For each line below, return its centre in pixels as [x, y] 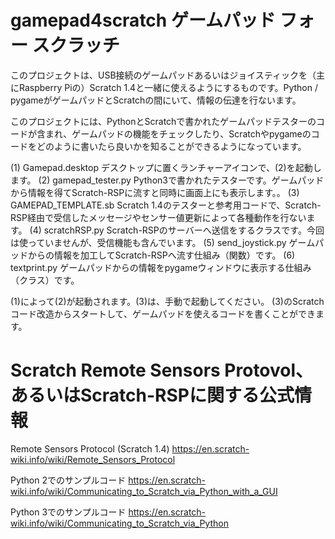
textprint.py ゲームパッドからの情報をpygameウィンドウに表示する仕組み [161, 267]
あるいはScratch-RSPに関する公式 [152, 395]
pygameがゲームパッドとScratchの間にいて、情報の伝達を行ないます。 [156, 100]
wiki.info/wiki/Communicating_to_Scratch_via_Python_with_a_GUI [144, 491]
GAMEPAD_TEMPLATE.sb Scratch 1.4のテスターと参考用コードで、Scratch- [166, 205]
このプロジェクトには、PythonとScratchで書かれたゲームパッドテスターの [163, 121]
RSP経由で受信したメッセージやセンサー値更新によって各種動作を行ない [158, 217]
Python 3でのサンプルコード [68, 512]
